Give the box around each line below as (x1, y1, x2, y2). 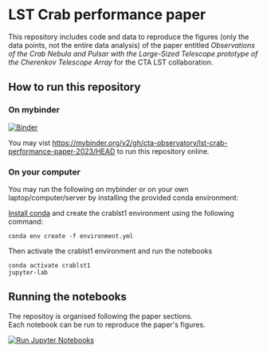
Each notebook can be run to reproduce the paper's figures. (8, 320, 206, 329)
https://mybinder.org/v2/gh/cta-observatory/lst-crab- (51, 138, 229, 147)
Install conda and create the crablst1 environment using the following (8, 208, 234, 218)
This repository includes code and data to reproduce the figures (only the (8, 32, 249, 41)
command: (8, 217, 44, 226)
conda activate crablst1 (8, 261, 91, 269)
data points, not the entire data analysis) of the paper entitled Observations (8, 40, 255, 49)
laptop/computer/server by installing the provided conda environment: (8, 193, 239, 202)
